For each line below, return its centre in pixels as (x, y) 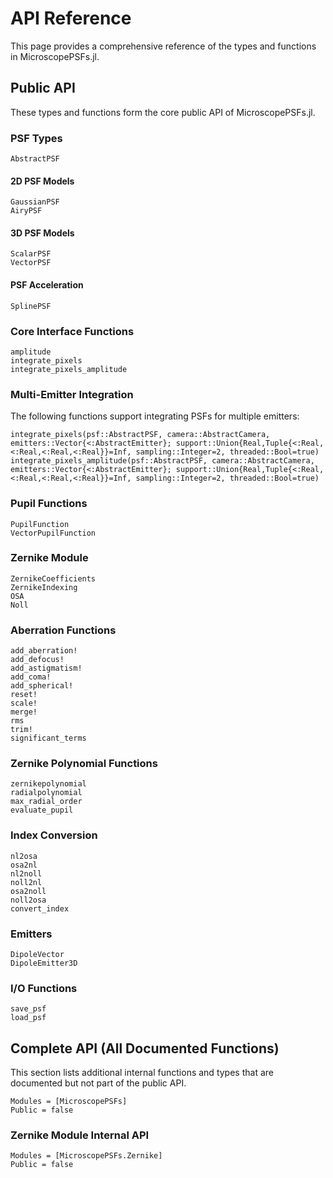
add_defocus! (37, 660)
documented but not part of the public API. (98, 1083)
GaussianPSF (35, 202)
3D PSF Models (42, 233)
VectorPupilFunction (53, 533)
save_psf (28, 1009)
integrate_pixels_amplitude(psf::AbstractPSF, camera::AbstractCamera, (162, 461)
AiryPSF (26, 211)
